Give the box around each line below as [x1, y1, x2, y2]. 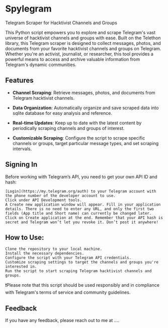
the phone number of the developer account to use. [5, 193, 116, 198]
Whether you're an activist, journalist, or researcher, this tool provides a [5, 51, 153, 57]
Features [5, 76, 34, 85]
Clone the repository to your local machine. [5, 246, 102, 252]
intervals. [12, 146, 32, 152]
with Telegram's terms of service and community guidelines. [5, 289, 131, 295]
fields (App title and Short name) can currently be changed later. [5, 211, 152, 216]
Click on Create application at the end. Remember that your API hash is [5, 215, 163, 220]
